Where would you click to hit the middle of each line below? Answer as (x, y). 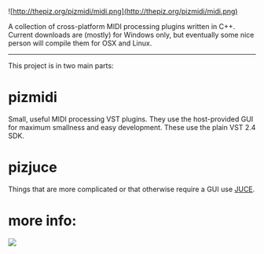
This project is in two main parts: (61, 65)
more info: (42, 221)
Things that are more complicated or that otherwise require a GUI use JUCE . (132, 189)
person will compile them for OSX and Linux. (80, 43)
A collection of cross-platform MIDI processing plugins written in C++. (122, 26)
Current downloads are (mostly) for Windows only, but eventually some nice (131, 35)
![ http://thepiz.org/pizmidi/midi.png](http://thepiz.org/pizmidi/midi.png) (123, 11)
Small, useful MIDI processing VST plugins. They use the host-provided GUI (131, 119)
